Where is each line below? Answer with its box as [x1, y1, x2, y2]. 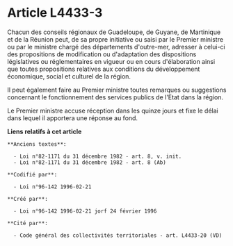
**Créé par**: [7, 195, 49, 202]
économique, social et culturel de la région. [7, 72, 131, 81]
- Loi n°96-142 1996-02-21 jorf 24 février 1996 [13, 207, 157, 215]
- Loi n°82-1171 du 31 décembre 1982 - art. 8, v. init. [13, 153, 182, 160]
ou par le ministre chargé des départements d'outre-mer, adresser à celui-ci [7, 42, 225, 51]
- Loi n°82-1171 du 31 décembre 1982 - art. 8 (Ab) [13, 158, 167, 166]
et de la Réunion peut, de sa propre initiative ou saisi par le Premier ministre [7, 35, 224, 43]
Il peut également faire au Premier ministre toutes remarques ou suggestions [7, 85, 227, 94]
